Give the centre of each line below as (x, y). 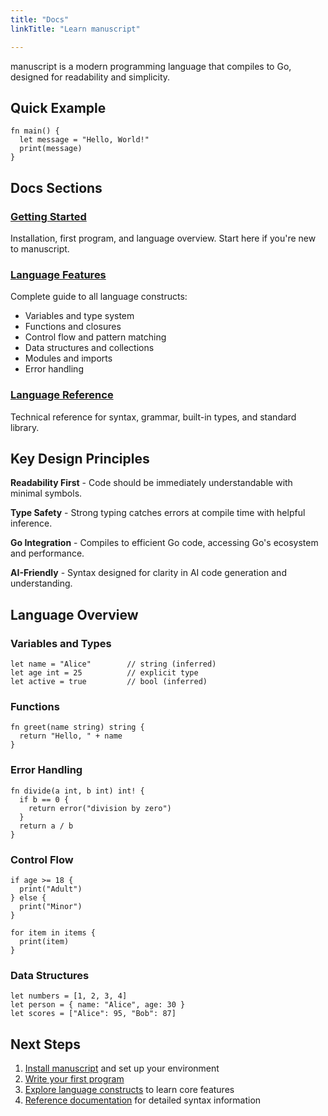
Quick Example (58, 107)
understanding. (41, 583)
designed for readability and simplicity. (90, 77)
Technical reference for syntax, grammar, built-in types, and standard (153, 417)
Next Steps (45, 1044)
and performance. (47, 553)
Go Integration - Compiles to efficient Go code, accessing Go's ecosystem (164, 543)
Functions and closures (73, 327)
